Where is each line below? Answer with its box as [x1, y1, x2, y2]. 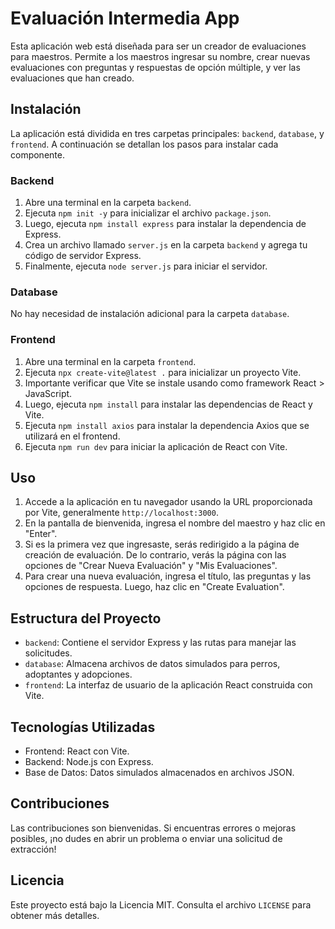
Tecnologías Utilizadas [10, 718, 156, 736]
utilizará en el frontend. [24, 430, 121, 442]
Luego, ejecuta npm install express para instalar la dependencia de [24, 218, 307, 230]
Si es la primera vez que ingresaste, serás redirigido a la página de [24, 538, 300, 551]
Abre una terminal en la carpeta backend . [24, 197, 192, 209]
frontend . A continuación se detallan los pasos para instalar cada [10, 138, 279, 150]
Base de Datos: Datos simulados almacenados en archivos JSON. [24, 767, 295, 779]
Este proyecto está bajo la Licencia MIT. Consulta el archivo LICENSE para [10, 898, 312, 911]
